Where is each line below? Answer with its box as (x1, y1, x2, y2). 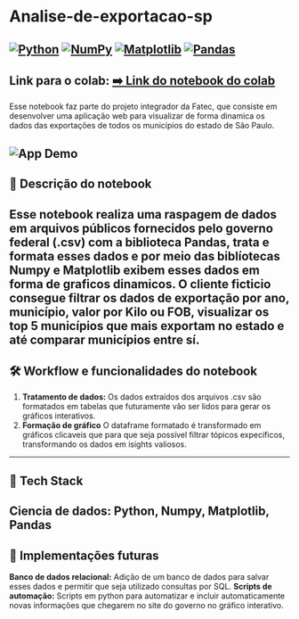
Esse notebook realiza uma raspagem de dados (9, 207, 278, 222)
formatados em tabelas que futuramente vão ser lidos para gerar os (21, 401, 271, 412)
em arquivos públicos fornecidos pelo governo (9, 220, 274, 235)
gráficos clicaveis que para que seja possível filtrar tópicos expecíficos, (21, 430, 285, 441)
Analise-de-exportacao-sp (9, 6, 214, 27)
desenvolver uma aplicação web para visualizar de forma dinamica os (9, 111, 265, 121)
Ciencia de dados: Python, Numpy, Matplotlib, (9, 504, 270, 519)
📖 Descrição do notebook (9, 177, 152, 192)
